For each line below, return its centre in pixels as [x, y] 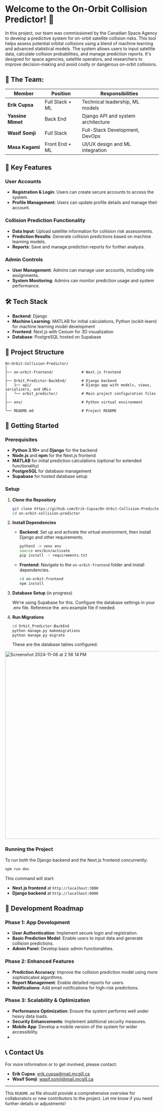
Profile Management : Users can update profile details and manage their [85, 202]
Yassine [17, 116]
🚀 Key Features [29, 168]
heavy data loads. [30, 1016]
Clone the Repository [34, 500]
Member [24, 93]
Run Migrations [28, 617]
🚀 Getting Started [32, 426]
